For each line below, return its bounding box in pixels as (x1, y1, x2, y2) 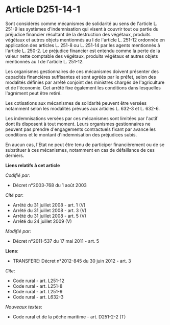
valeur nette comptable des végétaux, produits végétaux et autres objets (5, 53, 158, 59)
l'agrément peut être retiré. (5, 90, 62, 96)
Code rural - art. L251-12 (12, 277, 65, 284)
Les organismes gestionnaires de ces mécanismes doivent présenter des (5, 68, 159, 75)
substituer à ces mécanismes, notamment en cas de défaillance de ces (5, 147, 155, 153)
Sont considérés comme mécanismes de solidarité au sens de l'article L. (5, 20, 158, 27)
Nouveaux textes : (5, 304, 42, 310)
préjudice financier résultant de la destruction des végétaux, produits (5, 31, 151, 37)
